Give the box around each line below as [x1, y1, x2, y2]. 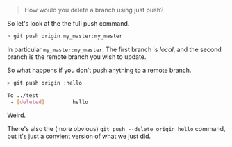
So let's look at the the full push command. [7, 19, 130, 27]
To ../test [7, 92, 39, 99]
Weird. [7, 111, 26, 119]
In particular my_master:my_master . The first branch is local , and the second [7, 45, 222, 53]
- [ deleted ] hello [10, 98, 89, 105]
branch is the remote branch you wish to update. [7, 52, 147, 61]
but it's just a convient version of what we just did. [7, 132, 151, 140]
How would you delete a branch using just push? [24, 6, 164, 14]
